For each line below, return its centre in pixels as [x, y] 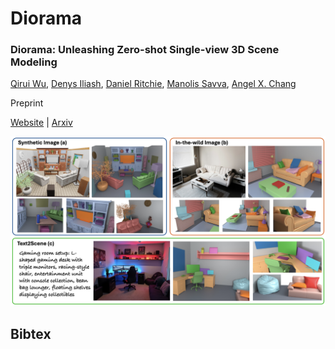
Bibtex [31, 333]
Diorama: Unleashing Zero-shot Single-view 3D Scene [145, 50]
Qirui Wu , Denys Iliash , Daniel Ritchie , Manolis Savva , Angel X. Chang [153, 84]
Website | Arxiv [41, 123]
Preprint [27, 103]
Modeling [34, 62]
